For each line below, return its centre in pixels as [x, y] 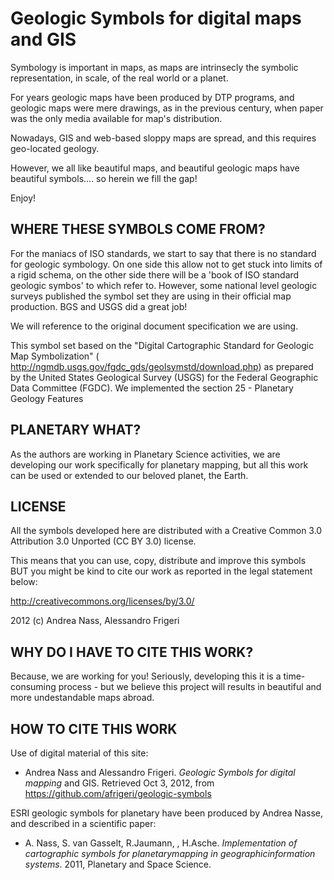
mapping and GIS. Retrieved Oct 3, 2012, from [119, 783]
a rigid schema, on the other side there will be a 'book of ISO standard [155, 274]
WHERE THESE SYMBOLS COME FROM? [138, 229]
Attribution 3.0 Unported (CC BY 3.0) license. [103, 541]
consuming [33, 687]
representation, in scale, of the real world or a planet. [119, 78]
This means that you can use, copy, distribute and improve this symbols [158, 561]
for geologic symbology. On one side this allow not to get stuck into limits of [166, 264]
